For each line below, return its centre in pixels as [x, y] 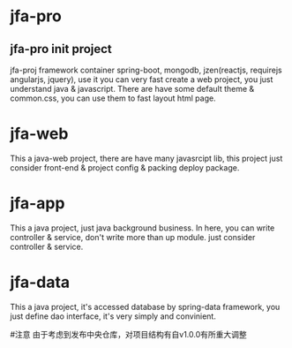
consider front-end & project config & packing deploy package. [125, 167]
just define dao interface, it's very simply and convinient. [113, 316]
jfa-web [39, 134]
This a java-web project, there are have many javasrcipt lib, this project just [146, 158]
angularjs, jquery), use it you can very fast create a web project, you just [142, 79]
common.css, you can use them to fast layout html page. [113, 98]
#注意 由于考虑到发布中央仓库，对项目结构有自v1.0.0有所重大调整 [129, 334]
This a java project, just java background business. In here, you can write [142, 228]
